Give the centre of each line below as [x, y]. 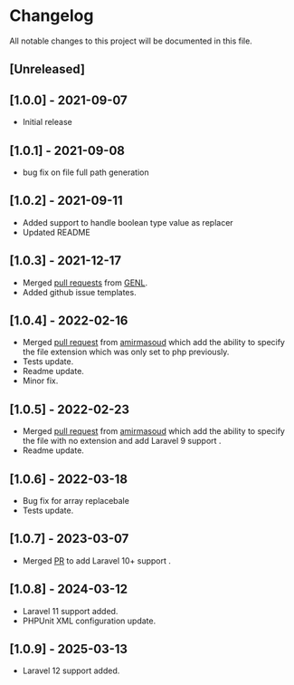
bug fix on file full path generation [85, 172]
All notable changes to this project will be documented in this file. [131, 41]
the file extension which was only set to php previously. [126, 352]
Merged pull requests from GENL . [85, 283]
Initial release [47, 122]
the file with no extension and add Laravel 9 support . [122, 441]
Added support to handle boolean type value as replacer [128, 222]
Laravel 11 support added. [70, 611]
